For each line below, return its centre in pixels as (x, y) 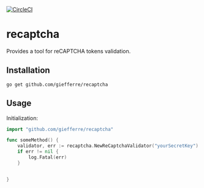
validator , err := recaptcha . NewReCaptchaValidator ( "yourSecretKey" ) (108, 146)
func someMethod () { (33, 140)
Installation (28, 70)
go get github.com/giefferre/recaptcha (57, 85)
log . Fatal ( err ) (48, 157)
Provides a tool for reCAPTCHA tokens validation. (69, 51)
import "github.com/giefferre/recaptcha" (60, 129)
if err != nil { (38, 152)
